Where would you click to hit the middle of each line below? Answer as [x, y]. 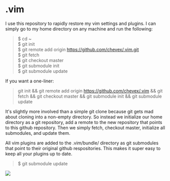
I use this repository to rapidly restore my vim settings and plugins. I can [81, 23]
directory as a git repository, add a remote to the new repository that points [84, 122]
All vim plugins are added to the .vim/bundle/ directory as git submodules [82, 143]
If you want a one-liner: [30, 81]
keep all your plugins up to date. [39, 154]
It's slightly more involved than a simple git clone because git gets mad [79, 111]
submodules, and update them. [38, 133]
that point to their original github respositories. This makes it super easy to [83, 148]
